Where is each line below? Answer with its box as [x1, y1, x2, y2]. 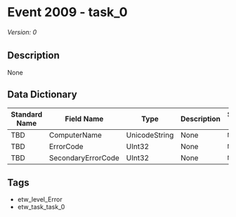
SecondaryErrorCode [48, 152, 119, 162]
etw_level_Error [17, 195, 63, 204]
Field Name [65, 114, 104, 124]
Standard [11, 110, 43, 119]
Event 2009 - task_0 [7, 4, 128, 20]
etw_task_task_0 [17, 203, 65, 211]
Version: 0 [7, 27, 37, 36]
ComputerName [48, 130, 102, 140]
